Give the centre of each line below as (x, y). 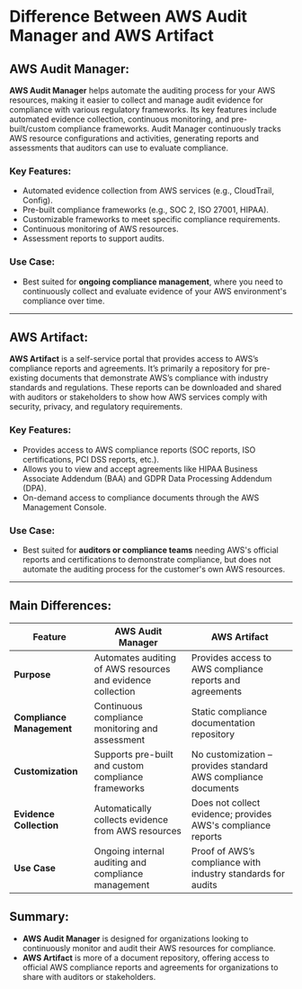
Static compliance (230, 711)
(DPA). (34, 488)
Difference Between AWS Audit (129, 17)
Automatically (123, 808)
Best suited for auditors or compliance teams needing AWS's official (150, 550)
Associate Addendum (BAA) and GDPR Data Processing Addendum (147, 478)
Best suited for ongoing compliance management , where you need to (152, 282)
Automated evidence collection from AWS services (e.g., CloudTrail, (148, 191)
